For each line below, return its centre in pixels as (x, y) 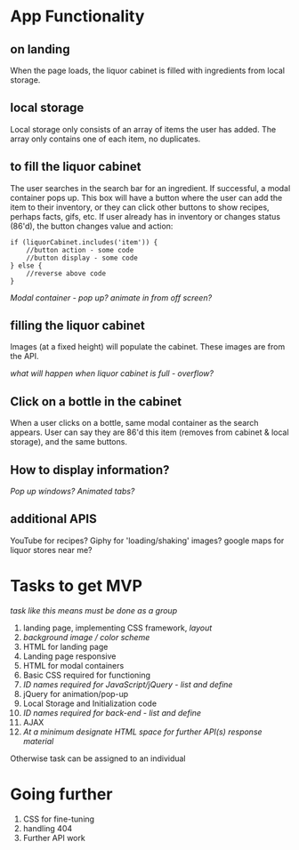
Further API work (54, 838)
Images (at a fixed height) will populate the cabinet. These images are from (148, 347)
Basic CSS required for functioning (86, 675)
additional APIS (53, 519)
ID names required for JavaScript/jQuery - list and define (128, 684)
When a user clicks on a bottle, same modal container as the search (134, 423)
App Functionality (77, 16)
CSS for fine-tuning (59, 819)
